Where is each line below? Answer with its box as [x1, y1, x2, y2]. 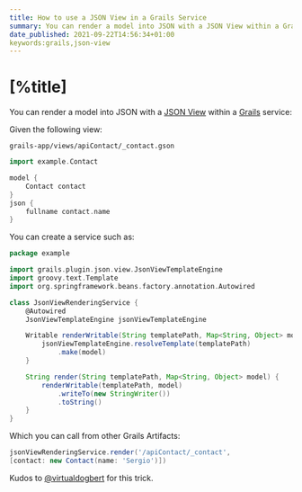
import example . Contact [9, 157, 99, 166]
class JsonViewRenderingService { [9, 298, 139, 307]
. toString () [57, 398, 102, 407]
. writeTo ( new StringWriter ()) [57, 389, 171, 398]
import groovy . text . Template [9, 273, 119, 283]
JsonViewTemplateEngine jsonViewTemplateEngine [25, 315, 207, 324]
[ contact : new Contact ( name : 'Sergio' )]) [9, 456, 167, 466]
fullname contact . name [25, 207, 111, 216]
